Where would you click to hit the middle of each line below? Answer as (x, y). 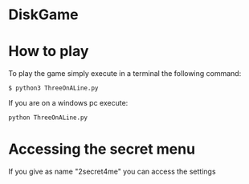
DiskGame (43, 15)
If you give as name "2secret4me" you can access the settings (112, 172)
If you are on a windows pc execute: (68, 103)
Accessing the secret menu (102, 149)
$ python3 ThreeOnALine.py (53, 88)
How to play (49, 52)
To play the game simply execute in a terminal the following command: (125, 74)
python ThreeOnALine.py (48, 118)
